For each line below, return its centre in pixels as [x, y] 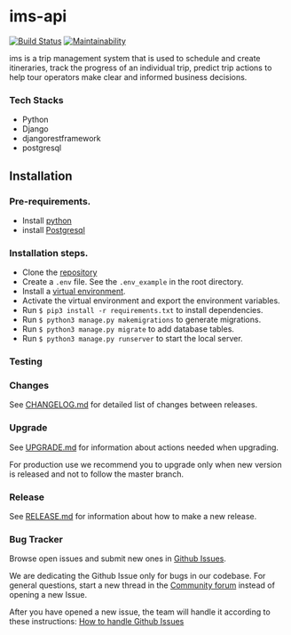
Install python [47, 221]
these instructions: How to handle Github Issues [97, 622]
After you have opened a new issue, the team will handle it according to [140, 612]
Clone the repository [59, 272]
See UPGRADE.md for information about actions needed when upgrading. [144, 447]
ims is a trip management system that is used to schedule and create [135, 58]
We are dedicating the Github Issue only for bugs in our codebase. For [138, 576]
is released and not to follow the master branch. [97, 474]
